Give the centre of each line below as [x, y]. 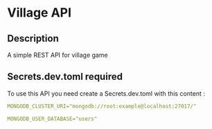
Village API [39, 13]
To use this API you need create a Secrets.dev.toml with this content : [106, 93]
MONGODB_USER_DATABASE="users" [52, 119]
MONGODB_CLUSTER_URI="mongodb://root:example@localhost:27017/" [102, 106]
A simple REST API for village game [58, 55]
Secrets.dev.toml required [65, 77]
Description [33, 38]
